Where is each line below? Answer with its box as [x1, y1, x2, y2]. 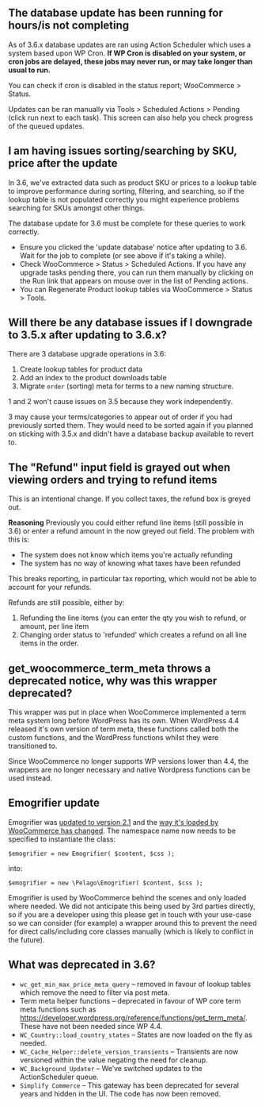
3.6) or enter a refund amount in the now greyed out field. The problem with [8, 526, 255, 536]
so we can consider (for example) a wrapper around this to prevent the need [8, 918, 257, 927]
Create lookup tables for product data [19, 364, 143, 374]
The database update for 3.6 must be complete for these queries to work [8, 218, 246, 228]
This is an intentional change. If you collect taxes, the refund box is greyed [8, 494, 251, 503]
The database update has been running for [8, 6, 223, 20]
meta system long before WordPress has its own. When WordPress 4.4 [8, 716, 240, 726]
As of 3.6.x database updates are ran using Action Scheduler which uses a [8, 40, 252, 49]
